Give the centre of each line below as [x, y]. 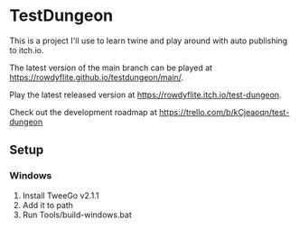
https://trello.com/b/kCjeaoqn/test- [224, 112]
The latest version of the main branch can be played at [111, 68]
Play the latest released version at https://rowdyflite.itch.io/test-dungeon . [145, 95]
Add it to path [48, 205]
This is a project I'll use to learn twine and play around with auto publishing [149, 41]
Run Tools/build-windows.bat [77, 214]
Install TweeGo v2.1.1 [61, 196]
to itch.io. [27, 50]
